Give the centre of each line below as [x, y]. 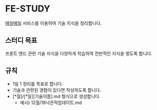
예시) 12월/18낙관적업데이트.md [51, 102]
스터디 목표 [21, 40]
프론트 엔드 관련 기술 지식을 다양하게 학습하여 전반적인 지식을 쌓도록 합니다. [79, 53]
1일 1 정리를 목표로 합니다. [38, 83]
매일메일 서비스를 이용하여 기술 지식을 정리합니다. [53, 23]
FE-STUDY [28, 9]
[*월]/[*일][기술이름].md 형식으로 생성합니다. [56, 96]
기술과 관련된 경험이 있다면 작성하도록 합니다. [57, 90]
